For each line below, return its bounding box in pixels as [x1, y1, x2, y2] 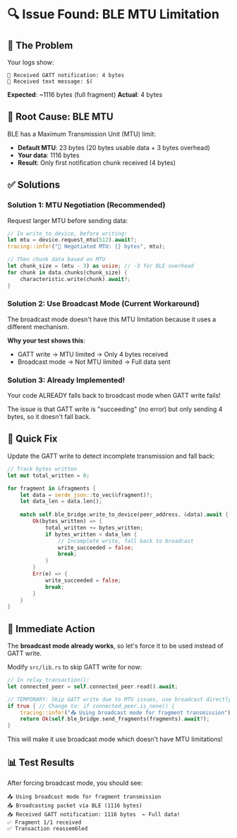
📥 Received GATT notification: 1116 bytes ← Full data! [7, 811, 181, 818]
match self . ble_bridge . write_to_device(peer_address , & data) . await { [20, 511, 229, 518]
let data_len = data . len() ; [20, 498, 102, 505]
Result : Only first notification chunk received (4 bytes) [17, 158, 176, 167]
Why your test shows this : [7, 336, 86, 345]
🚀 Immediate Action [7, 623, 95, 635]
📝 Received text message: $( [7, 78, 93, 85]
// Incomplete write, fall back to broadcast [57, 537, 194, 544]
